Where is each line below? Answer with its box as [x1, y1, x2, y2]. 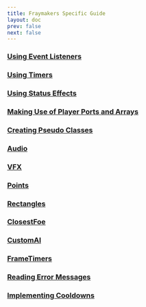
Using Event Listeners [7, 52, 82, 62]
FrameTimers [7, 254, 53, 264]
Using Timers [7, 70, 53, 79]
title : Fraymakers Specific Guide [7, 10, 106, 17]
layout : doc [7, 16, 41, 23]
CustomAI [7, 236, 42, 245]
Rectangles [7, 199, 46, 208]
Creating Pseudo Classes [7, 125, 93, 134]
